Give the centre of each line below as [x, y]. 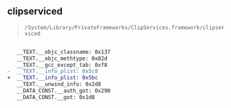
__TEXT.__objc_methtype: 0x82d [62, 59]
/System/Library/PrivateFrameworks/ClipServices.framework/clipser [124, 27]
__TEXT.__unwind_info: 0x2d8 [59, 84]
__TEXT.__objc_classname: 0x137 [64, 52]
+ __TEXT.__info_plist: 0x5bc [53, 78]
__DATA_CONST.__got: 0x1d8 [56, 97]
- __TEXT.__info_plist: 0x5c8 [53, 71]
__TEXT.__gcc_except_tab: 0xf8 [62, 65]
